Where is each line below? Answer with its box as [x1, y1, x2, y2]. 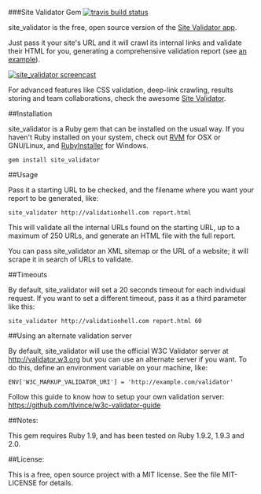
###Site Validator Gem [8, 8, 82, 17]
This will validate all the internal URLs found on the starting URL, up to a [8, 223, 241, 232]
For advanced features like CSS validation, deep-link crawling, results [8, 85, 233, 95]
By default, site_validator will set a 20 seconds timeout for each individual [8, 285, 246, 295]
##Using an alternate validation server [8, 331, 132, 340]
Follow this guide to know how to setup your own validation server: [8, 392, 225, 401]
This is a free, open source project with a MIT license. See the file [8, 470, 221, 479]
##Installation [8, 109, 53, 118]
